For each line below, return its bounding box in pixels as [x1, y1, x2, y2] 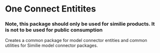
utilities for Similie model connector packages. [5, 42, 98, 49]
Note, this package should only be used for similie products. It [5, 21, 155, 27]
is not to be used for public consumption [5, 26, 103, 33]
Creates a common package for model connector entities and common [5, 38, 147, 43]
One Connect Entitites [5, 3, 96, 14]
